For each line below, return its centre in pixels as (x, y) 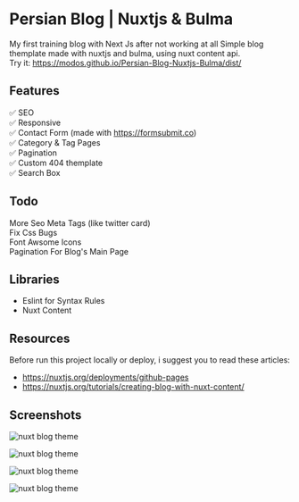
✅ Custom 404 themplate (56, 163)
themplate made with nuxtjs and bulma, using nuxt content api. (125, 53)
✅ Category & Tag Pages (55, 142)
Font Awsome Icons (46, 242)
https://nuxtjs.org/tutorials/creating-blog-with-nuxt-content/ (133, 387)
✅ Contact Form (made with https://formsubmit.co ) (103, 132)
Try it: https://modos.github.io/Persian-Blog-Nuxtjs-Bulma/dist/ (125, 63)
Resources (40, 338)
